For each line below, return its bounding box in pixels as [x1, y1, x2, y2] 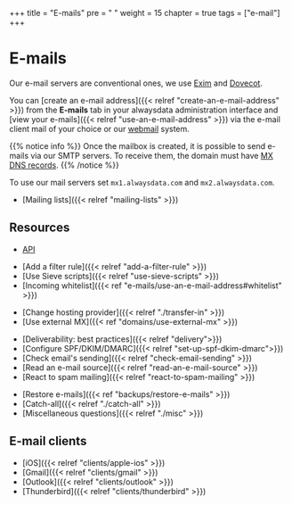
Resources [9, 220, 70, 236]
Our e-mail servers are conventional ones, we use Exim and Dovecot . [9, 78, 263, 88]
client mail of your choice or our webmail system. [9, 123, 190, 134]
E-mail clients [9, 434, 87, 449]
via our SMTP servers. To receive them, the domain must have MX [30, 150, 274, 161]
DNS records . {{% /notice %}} [9, 160, 120, 170]
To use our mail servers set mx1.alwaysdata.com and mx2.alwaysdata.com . [9, 177, 275, 187]
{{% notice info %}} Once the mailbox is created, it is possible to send [9, 140, 265, 151]
